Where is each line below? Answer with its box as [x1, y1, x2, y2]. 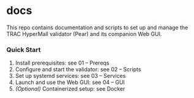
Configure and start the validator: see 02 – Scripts [15, 66, 141, 73]
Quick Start [6, 45, 41, 54]
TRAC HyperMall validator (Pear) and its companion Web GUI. [6, 30, 162, 37]
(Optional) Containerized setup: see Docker [15, 85, 125, 93]
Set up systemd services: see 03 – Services [15, 72, 126, 80]
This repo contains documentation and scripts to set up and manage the [6, 24, 188, 31]
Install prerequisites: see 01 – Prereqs [15, 59, 110, 67]
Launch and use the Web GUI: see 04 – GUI [15, 79, 125, 86]
